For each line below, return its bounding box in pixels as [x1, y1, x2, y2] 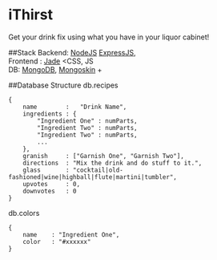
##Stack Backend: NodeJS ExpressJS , [8, 47, 136, 57]
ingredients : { [22, 110, 78, 118]
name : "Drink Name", [22, 103, 127, 111]
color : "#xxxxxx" [22, 238, 91, 246]
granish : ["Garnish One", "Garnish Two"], [22, 152, 184, 160]
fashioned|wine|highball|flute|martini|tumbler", [8, 173, 178, 181]
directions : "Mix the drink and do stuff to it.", [22, 159, 203, 167]
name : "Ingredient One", [22, 230, 120, 238]
